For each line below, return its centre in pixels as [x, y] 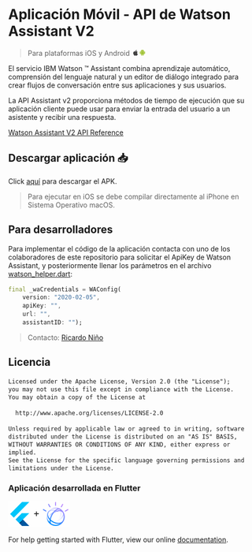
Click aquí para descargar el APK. [63, 181]
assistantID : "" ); [52, 323]
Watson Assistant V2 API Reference [66, 132]
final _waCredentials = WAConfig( [65, 289]
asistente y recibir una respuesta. [62, 117]
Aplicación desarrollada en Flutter [74, 488]
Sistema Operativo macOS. [71, 205]
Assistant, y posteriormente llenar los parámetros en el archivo [110, 265]
